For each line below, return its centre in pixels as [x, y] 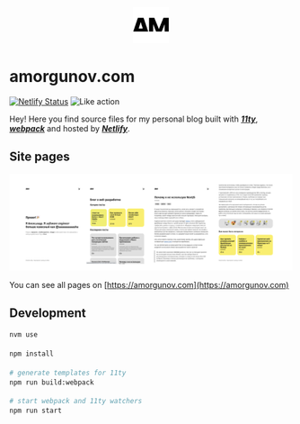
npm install [31, 354]
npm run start [36, 411]
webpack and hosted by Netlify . [70, 128]
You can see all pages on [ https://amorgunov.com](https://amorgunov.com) [149, 284]
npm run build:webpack [52, 382]
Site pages [40, 157]
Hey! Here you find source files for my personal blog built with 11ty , [134, 119]
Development [48, 313]
